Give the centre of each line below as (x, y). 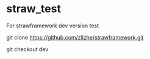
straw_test (34, 9)
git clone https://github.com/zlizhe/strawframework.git (75, 37)
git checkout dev (27, 49)
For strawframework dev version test (53, 26)
